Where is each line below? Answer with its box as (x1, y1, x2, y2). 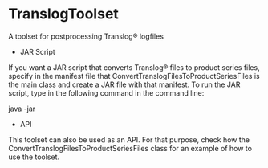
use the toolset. (8, 152, 60, 162)
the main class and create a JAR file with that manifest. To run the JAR (8, 80, 241, 89)
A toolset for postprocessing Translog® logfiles (8, 31, 164, 41)
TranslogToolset (8, 5, 119, 23)
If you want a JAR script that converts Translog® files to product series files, (8, 62, 260, 72)
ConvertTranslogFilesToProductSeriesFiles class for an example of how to (8, 143, 253, 153)
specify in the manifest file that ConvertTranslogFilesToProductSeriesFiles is (8, 71, 260, 80)
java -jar (8, 104, 36, 113)
